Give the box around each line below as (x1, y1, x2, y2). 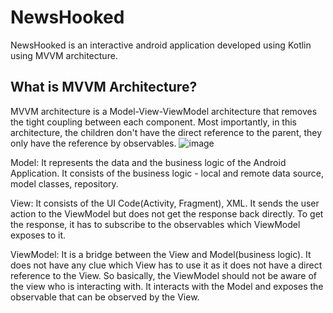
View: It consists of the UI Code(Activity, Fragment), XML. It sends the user (10, 197, 320, 209)
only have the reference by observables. (10, 137, 177, 149)
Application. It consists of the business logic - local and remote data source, (10, 167, 324, 179)
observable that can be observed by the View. (10, 291, 200, 303)
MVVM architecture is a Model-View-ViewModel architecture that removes (10, 105, 318, 117)
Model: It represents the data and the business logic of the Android (10, 156, 287, 168)
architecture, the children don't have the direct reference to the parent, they (10, 126, 323, 138)
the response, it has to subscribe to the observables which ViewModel (10, 218, 301, 230)
